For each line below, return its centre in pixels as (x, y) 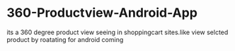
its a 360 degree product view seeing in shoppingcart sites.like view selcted (117, 32)
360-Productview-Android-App (102, 13)
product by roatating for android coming (65, 39)
